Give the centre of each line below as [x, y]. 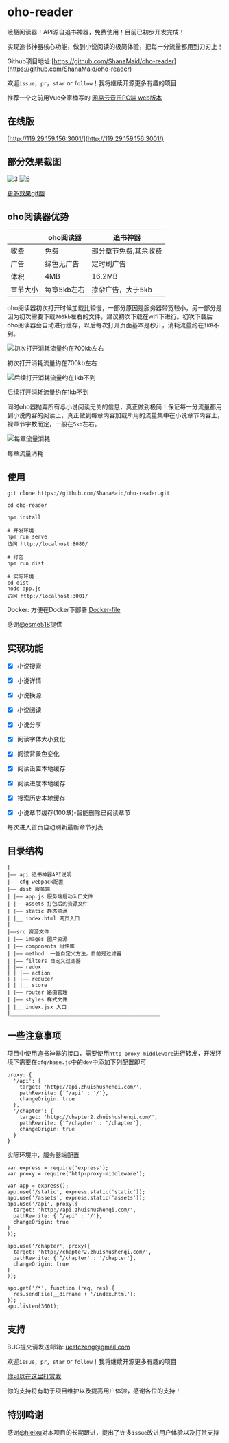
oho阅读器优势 [38, 216]
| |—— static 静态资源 [37, 911]
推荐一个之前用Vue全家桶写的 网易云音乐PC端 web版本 [85, 98]
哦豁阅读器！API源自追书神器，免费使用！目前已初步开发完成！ [96, 32]
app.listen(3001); [33, 1306]
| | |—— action [29, 973]
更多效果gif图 [26, 193]
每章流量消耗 [25, 453]
